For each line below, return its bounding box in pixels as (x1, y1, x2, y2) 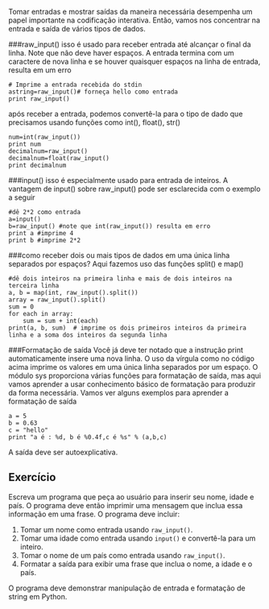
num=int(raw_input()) (8, 133, 81, 141)
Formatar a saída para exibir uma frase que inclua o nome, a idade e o (19, 559, 253, 569)
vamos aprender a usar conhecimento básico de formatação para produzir (8, 379, 256, 389)
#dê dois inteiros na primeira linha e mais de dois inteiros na (8, 275, 232, 283)
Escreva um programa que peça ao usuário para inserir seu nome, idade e (8, 491, 255, 502)
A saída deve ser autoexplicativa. (8, 447, 118, 457)
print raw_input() (8, 95, 70, 103)
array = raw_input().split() (8, 296, 106, 304)
